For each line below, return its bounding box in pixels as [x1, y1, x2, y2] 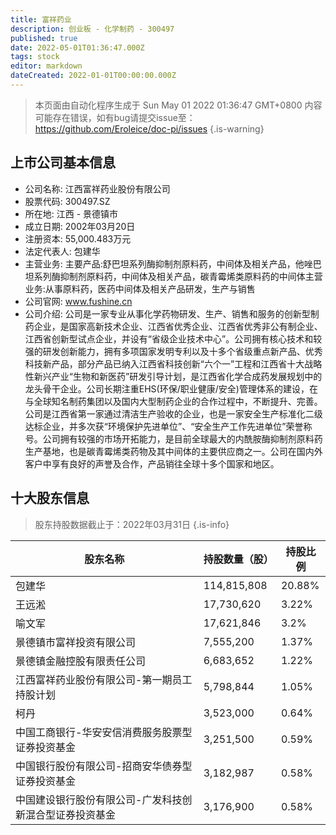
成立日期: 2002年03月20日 [24, 220, 136, 232]
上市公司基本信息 [10, 154, 116, 171]
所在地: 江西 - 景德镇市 [24, 207, 119, 220]
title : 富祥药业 [10, 14, 72, 25]
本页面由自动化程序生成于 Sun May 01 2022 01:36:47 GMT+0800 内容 [34, 99, 323, 111]
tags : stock [10, 52, 60, 62]
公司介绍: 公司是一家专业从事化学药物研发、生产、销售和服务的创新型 [24, 307, 311, 320]
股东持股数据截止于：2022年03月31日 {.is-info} [34, 518, 230, 530]
